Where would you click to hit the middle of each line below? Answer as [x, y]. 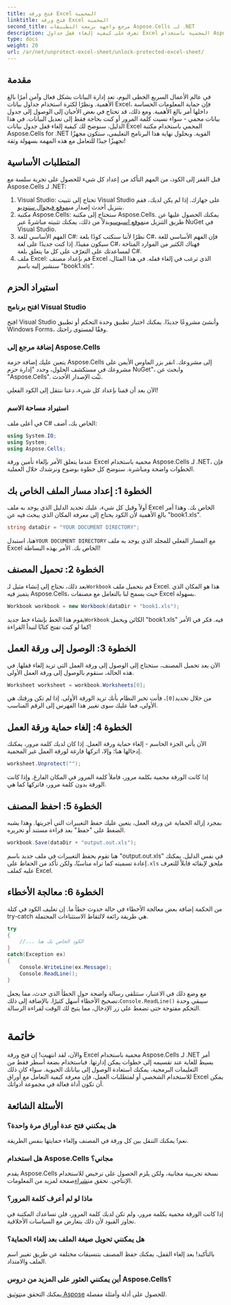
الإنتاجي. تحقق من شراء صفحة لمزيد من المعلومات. [70, 1181]
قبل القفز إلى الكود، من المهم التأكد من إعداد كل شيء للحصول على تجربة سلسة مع [114, 179]
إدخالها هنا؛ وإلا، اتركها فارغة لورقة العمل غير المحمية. [75, 751]
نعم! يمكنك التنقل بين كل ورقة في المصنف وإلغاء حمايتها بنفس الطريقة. [98, 1141]
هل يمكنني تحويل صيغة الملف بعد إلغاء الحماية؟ [76, 1239]
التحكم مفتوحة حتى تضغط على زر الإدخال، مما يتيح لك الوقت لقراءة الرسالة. [104, 1008]
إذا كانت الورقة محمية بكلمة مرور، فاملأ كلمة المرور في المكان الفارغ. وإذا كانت [108, 777]
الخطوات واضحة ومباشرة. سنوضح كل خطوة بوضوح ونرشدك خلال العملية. [101, 469]
